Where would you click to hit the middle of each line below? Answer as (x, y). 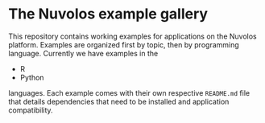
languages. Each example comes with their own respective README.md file (129, 92)
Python (32, 77)
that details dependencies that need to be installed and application (119, 101)
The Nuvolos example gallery (108, 14)
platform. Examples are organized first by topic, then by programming (124, 44)
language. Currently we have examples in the (83, 53)
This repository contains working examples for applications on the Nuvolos (132, 36)
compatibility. (31, 110)
